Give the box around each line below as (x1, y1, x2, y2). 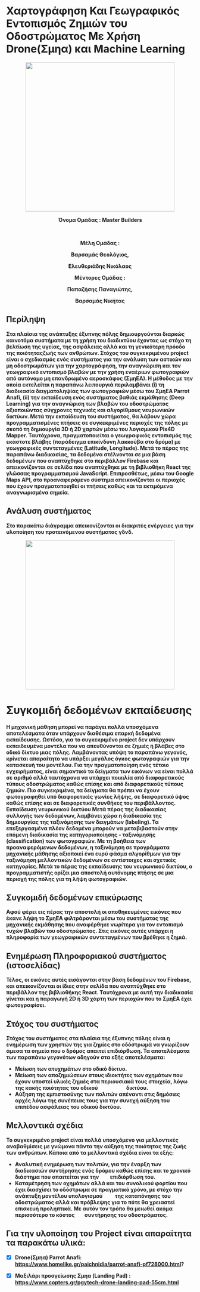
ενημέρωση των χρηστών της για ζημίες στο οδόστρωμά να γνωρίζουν (6, 1041, 189, 1048)
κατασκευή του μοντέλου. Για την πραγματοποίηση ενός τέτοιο (6, 761, 170, 768)
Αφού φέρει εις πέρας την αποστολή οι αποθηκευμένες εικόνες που (6, 908, 182, 916)
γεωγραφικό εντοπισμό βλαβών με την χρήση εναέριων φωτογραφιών (6, 368, 189, 375)
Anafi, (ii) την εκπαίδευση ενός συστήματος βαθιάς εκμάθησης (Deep (6, 394, 185, 401)
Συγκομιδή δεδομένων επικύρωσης (6, 892, 143, 902)
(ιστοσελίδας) (6, 960, 61, 970)
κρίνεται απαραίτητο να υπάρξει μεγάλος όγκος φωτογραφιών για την (6, 755, 190, 762)
